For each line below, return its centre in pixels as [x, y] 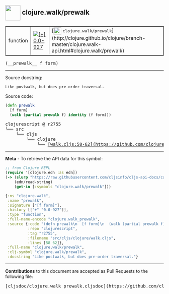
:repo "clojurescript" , [53, 228]
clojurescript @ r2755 [33, 124]
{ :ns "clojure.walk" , [28, 196]
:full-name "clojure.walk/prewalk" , [46, 248]
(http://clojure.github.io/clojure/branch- [99, 38]
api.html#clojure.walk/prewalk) [88, 50]
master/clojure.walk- [76, 44]
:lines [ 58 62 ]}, [46, 243]
